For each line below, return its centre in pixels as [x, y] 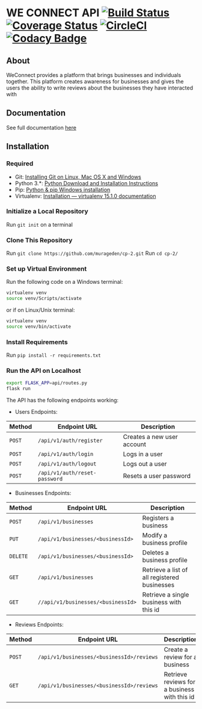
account [134, 444]
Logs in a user [143, 454]
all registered [161, 577]
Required [20, 164]
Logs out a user [145, 464]
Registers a [158, 518]
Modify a [155, 535]
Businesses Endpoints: [43, 493]
